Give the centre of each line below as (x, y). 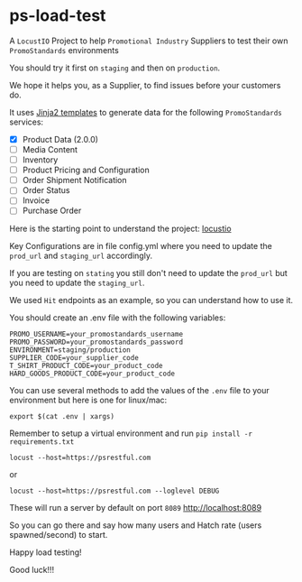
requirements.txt (42, 442)
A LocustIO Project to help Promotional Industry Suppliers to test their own (149, 41)
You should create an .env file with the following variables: (118, 318)
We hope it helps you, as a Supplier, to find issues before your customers (145, 85)
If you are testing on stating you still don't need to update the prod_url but (149, 273)
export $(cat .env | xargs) (62, 417)
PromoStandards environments (64, 50)
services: (26, 122)
